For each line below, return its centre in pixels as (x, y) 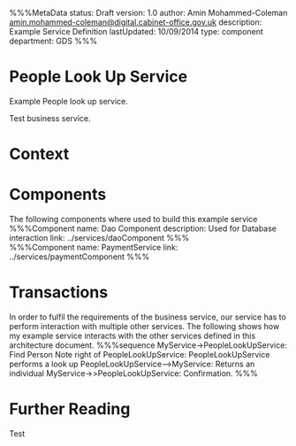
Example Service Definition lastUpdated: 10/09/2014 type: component (136, 31)
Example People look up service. (68, 101)
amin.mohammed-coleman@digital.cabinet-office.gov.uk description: (136, 22)
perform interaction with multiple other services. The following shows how (144, 326)
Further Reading (70, 409)
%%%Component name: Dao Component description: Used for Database (143, 228)
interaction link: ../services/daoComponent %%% (99, 238)
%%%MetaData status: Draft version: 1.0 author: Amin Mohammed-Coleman (148, 13)
